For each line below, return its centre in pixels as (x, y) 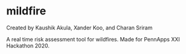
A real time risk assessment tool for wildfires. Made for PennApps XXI (93, 39)
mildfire (26, 11)
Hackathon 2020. (28, 46)
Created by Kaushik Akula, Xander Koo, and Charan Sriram (79, 28)
